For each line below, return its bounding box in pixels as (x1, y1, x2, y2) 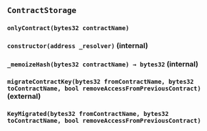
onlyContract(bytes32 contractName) (7, 24, 130, 32)
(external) (7, 92, 41, 102)
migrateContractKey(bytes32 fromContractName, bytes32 (7, 78, 194, 86)
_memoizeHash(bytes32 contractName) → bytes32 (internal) (7, 60, 199, 69)
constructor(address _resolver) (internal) (7, 41, 149, 51)
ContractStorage (7, 5, 77, 16)
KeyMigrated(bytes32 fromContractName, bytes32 (7, 110, 169, 117)
